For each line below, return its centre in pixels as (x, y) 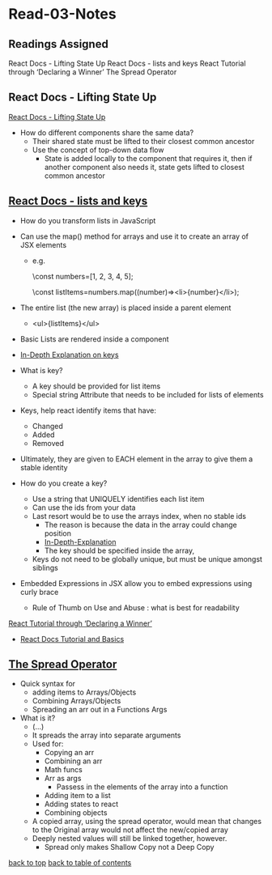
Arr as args (63, 779)
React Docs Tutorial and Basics (72, 639)
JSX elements (43, 244)
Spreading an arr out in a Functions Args (100, 710)
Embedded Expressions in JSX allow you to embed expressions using (136, 583)
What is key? (41, 370)
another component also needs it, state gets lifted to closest (144, 167)
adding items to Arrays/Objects (84, 692)
